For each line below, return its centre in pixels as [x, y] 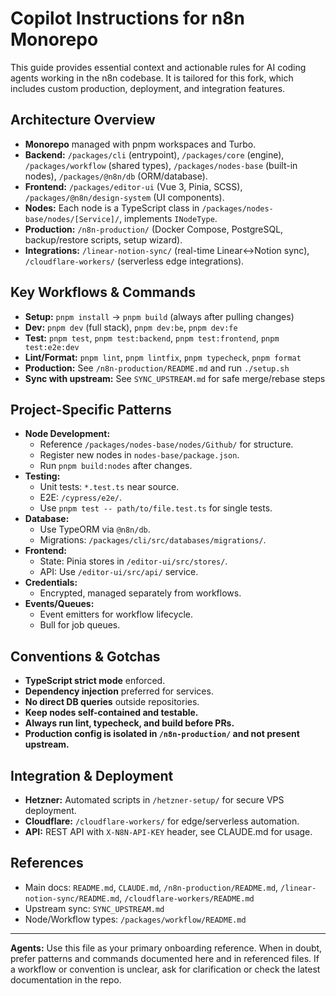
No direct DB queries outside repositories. [112, 702]
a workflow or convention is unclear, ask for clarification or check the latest [165, 969]
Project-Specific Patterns [91, 409]
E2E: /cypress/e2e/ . [81, 498]
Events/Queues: [59, 604]
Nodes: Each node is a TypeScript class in [112, 208]
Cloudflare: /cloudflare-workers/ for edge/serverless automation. [162, 821]
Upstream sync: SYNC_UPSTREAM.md [94, 908]
